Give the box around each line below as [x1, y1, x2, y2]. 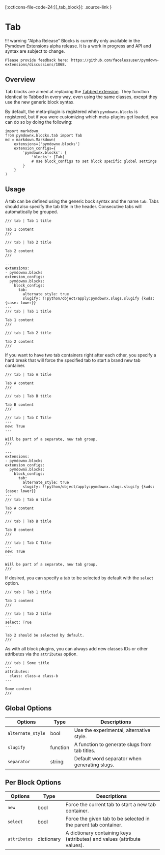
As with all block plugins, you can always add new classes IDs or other [5, 645, 148, 651]
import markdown [5, 128, 38, 134]
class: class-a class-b [9, 673, 58, 678]
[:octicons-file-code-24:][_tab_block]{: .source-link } [5, 4, 112, 10]
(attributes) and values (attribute [65, 836, 141, 843]
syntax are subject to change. [5, 48, 65, 54]
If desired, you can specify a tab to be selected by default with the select [5, 574, 154, 581]
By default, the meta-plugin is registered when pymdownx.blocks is [5, 108, 138, 114]
